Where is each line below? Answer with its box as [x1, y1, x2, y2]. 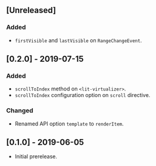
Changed [6, 107, 34, 115]
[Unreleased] [6, 5, 57, 15]
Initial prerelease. [14, 153, 58, 160]
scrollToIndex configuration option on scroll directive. [14, 92, 151, 99]
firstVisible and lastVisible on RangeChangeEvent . [14, 36, 142, 44]
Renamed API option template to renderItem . [14, 120, 124, 127]
